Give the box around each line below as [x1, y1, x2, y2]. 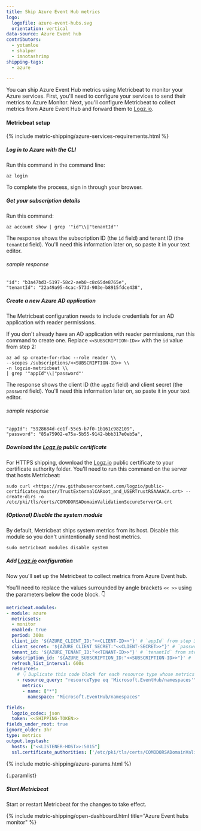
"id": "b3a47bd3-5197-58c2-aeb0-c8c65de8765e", [6, 279, 127, 285]
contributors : [6, 37, 42, 43]
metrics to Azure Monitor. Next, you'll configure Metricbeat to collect [6, 99, 176, 106]
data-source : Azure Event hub [6, 31, 82, 37]
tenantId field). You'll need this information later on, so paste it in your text [6, 240, 190, 248]
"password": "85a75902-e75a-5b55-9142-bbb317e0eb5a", [6, 431, 144, 437]
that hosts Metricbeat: [6, 471, 61, 478]
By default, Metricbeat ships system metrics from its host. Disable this [6, 526, 179, 534]
